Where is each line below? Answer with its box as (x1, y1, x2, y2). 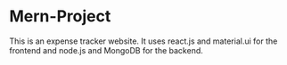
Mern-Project (9, 6, 111, 27)
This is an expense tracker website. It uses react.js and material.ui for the (9, 36, 278, 46)
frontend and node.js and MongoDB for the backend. (9, 45, 203, 55)
